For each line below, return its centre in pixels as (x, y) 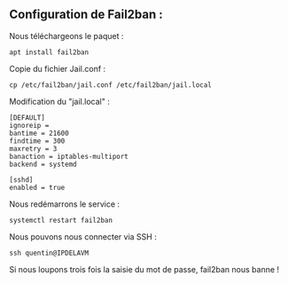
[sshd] (21, 180)
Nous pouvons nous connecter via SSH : (83, 236)
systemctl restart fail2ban (61, 220)
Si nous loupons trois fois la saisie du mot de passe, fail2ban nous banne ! (144, 269)
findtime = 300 (37, 141)
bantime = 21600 (39, 133)
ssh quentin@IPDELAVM (49, 253)
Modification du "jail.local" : (60, 101)
